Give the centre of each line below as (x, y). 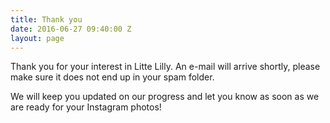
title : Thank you (46, 19)
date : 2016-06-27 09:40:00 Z (71, 29)
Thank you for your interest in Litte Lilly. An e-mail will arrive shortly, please (165, 67)
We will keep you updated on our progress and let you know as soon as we (165, 97)
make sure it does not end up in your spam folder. (112, 77)
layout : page (37, 38)
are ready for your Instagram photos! (86, 107)
